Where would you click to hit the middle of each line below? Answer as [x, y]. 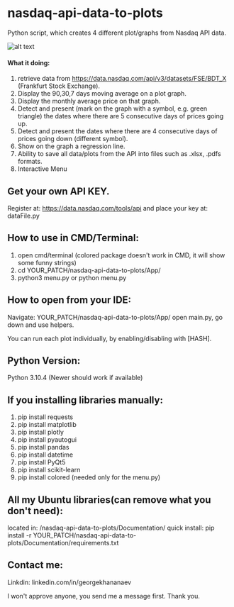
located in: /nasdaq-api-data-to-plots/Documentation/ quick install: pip [111, 528]
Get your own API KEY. [58, 191]
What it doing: [29, 62]
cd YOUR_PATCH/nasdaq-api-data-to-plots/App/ [89, 270]
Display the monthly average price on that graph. [89, 101]
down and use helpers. [41, 325]
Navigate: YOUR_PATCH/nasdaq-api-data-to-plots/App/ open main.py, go [115, 317]
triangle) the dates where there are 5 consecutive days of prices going [121, 116]
